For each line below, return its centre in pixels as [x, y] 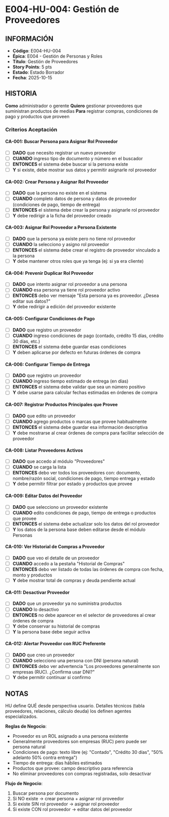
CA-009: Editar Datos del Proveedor [44, 496]
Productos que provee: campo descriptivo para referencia [73, 768]
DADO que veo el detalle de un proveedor [56, 558]
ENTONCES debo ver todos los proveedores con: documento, [77, 473]
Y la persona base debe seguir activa [51, 632]
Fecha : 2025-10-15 [32, 78]
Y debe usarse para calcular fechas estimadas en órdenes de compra [85, 393]
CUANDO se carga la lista [39, 467]
